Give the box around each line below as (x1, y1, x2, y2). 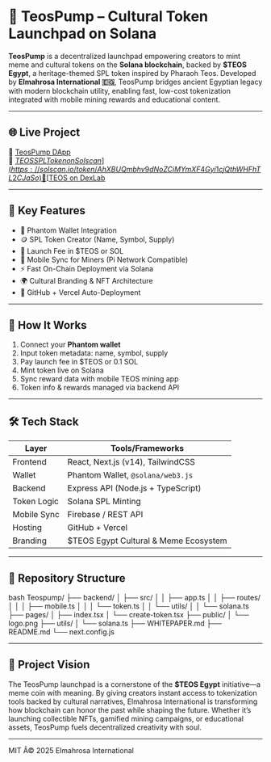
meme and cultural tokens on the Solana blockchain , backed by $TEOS (8, 60, 248, 69)
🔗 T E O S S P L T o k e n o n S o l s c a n (8, 155, 102, 165)
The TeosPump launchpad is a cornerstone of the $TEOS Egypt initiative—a (8, 679, 261, 689)
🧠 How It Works (8, 318, 87, 332)
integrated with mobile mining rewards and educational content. (8, 95, 220, 104)
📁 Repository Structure (8, 571, 126, 585)
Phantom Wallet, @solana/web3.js (67, 469, 194, 481)
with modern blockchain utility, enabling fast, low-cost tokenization (8, 86, 231, 95)
